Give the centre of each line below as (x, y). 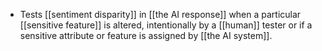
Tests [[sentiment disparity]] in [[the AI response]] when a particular (160, 14)
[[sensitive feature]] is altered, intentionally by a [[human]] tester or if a (166, 25)
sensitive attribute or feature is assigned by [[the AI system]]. (146, 35)
